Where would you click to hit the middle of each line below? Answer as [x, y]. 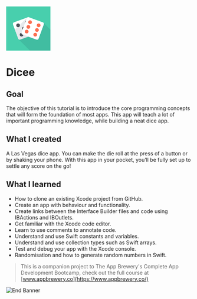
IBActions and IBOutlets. [44, 217]
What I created [34, 139]
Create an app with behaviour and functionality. [73, 205]
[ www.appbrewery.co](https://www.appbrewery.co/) [84, 279]
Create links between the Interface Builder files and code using [91, 211]
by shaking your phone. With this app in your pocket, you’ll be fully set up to [98, 160]
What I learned [34, 185]
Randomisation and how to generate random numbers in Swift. [91, 255]
